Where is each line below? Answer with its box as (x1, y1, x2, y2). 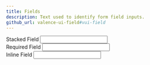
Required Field (6, 43, 41, 50)
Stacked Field (6, 36, 39, 43)
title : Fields (6, 8, 41, 15)
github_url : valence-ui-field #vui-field (6, 19, 106, 25)
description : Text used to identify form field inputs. (6, 14, 145, 20)
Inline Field (6, 51, 32, 59)
